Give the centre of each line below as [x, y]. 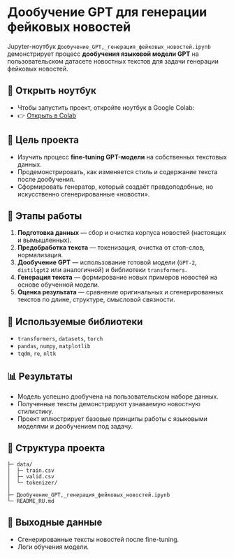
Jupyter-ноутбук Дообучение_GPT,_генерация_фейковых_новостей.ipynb [109, 46]
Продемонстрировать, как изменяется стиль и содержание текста [117, 171]
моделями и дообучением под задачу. [75, 426]
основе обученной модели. [58, 285]
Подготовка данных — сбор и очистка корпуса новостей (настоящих [122, 233]
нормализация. [40, 255]
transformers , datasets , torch [60, 338]
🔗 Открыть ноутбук [52, 91]
